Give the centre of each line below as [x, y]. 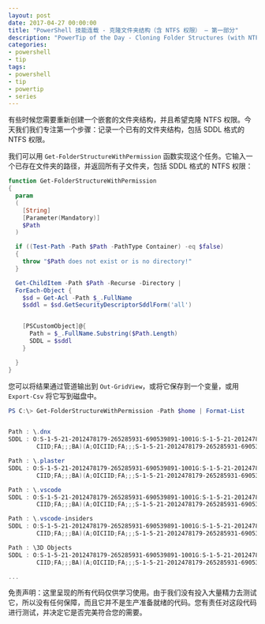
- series [22, 96]
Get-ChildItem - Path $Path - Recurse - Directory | [98, 283]
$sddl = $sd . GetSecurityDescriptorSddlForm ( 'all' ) [107, 305]
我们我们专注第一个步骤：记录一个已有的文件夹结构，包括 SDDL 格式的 [129, 130]
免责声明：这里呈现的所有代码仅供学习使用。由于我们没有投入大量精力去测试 [132, 592]
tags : [17, 67]
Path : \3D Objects [40, 547]
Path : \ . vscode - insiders [50, 519]
